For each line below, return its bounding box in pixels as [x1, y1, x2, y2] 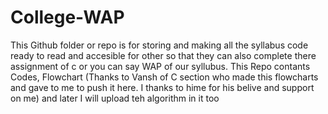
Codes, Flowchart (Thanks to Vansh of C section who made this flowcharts [10, 71, 319, 83]
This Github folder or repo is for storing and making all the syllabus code [10, 39, 309, 51]
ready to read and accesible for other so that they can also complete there [10, 49, 317, 61]
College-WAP [10, 6, 125, 29]
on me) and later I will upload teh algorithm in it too [10, 92, 220, 104]
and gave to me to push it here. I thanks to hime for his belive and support [10, 81, 315, 93]
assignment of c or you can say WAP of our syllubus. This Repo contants [10, 60, 311, 72]
